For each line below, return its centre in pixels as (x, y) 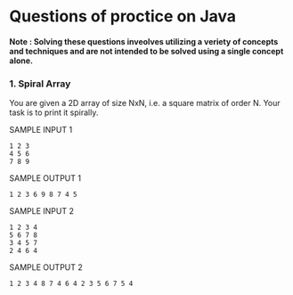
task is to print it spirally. (54, 112)
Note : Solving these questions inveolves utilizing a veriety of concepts (144, 41)
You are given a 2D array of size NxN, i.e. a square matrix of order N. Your (145, 103)
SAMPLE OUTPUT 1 (45, 178)
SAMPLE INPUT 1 (41, 130)
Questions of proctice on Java (123, 16)
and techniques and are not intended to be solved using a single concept (146, 51)
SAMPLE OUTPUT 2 (46, 267)
